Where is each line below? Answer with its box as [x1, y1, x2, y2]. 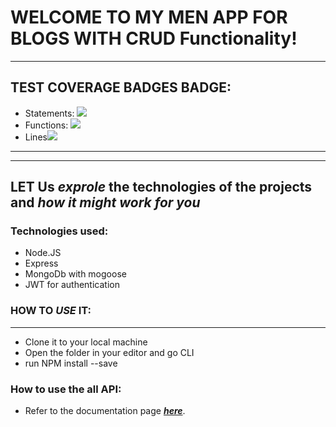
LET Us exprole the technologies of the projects [10, 179, 313, 196]
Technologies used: [10, 224, 109, 238]
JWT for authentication [24, 279, 120, 291]
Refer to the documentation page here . [24, 405, 186, 417]
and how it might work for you [10, 194, 201, 211]
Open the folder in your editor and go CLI [24, 346, 195, 358]
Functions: [24, 119, 69, 131]
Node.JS [24, 247, 62, 259]
